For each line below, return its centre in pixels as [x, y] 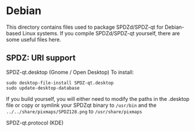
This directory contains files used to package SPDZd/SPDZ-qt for [85, 27]
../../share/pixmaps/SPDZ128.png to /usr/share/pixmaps [74, 111]
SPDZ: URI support [41, 58]
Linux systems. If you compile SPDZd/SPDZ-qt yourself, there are [101, 33]
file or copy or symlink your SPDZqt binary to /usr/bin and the [81, 105]
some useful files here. [34, 39]
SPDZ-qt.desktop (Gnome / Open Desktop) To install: [70, 72]
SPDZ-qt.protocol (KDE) [35, 123]
